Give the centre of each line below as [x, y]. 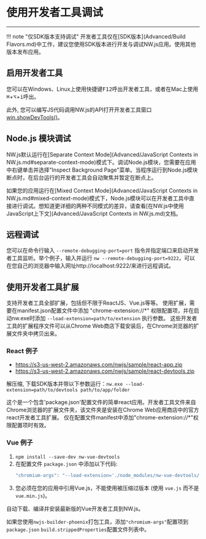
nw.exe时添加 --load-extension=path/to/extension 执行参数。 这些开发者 [104, 318]
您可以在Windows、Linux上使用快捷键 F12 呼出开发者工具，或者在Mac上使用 [102, 89]
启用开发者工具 [35, 73]
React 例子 [22, 351]
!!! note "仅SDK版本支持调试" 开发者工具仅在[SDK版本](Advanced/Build [96, 36]
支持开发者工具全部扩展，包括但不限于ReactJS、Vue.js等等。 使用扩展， [98, 303]
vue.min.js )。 [33, 495]
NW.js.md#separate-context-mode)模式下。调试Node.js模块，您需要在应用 [101, 162]
